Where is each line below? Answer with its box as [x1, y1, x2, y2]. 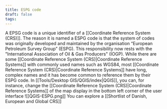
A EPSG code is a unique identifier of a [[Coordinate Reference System [5, 30, 151, 36]
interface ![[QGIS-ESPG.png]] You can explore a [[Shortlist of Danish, [5, 93, 148, 99]
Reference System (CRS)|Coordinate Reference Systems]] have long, [5, 67, 147, 73]
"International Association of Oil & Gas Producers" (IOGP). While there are [5, 51, 157, 57]
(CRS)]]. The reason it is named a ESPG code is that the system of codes [5, 35, 155, 41]
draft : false [5, 12, 32, 17]
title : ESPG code [5, 7, 41, 12]
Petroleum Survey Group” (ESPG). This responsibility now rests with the [5, 46, 153, 52]
